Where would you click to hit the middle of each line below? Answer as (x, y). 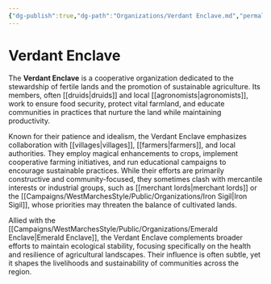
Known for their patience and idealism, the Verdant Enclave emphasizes (128, 136)
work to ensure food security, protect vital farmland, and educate (117, 103)
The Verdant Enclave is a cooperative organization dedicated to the (121, 78)
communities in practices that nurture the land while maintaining (115, 112)
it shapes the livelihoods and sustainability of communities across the (124, 263)
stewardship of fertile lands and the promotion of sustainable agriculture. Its (134, 86)
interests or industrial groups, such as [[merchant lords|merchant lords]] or (133, 187)
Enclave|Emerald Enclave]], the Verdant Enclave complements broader (126, 237)
